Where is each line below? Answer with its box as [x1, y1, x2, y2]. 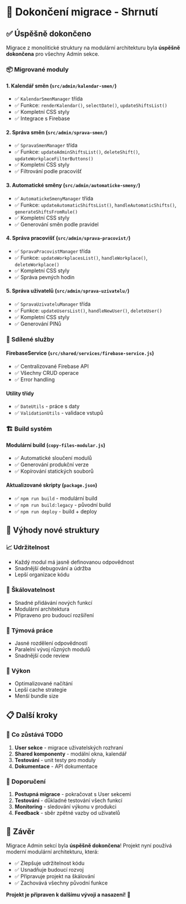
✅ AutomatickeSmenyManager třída [14, 195, 94, 202]
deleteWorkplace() [14, 262, 60, 268]
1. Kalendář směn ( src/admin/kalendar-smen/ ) [6, 82, 117, 89]
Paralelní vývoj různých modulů [14, 645, 91, 653]
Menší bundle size [14, 692, 59, 700]
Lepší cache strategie [14, 686, 67, 693]
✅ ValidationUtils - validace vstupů [14, 409, 104, 417]
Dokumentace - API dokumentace [14, 763, 98, 770]
